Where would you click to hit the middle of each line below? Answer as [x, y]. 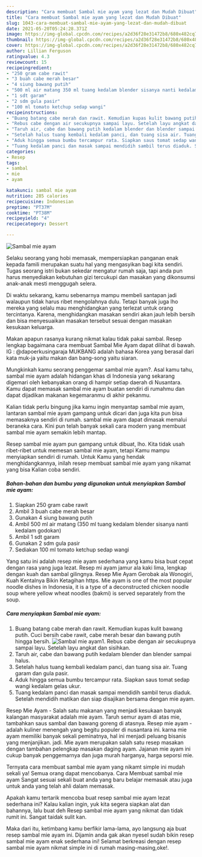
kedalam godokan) [38, 530]
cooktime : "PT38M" [29, 213]
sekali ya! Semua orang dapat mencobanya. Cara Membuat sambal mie [94, 773]
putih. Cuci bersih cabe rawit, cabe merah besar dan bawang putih [97, 634]
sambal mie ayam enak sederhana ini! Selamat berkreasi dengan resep [94, 841]
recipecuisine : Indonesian [40, 201]
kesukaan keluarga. [30, 327]
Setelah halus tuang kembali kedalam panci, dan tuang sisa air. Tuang [101, 667]
